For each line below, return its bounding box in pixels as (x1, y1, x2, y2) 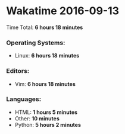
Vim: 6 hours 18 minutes (14, 80, 76, 87)
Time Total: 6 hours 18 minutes (6, 24, 83, 31)
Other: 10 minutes (14, 114, 60, 122)
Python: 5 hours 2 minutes (14, 121, 82, 128)
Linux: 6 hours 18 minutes (14, 52, 80, 59)
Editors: (6, 67, 30, 75)
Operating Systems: (6, 39, 65, 47)
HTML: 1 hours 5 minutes (14, 109, 78, 116)
